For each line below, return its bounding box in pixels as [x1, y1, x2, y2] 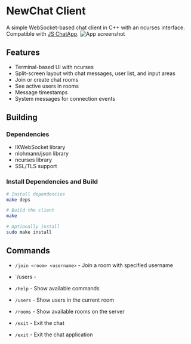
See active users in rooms [14, 82, 79, 89]
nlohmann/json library [14, 150, 69, 157]
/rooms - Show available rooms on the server [14, 308, 125, 315]
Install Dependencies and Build [6, 178, 98, 186]
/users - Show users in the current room [14, 296, 115, 303]
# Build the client [6, 207, 55, 213]
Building [6, 112, 38, 123]
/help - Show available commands [14, 284, 100, 292]
